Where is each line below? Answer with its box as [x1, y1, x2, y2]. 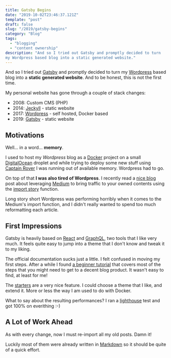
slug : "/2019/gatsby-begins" [5, 27, 67, 32]
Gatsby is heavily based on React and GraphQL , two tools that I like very [5, 235, 157, 241]
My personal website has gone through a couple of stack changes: [5, 90, 146, 96]
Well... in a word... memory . [5, 144, 64, 151]
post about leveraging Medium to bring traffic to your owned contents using [5, 181, 165, 187]
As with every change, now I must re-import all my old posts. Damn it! [5, 331, 152, 338]
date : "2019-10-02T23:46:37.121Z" [5, 12, 79, 17]
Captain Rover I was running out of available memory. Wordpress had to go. [5, 165, 164, 171]
